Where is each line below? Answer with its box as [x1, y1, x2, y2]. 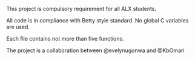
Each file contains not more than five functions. [6, 35, 124, 42]
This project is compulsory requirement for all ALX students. [6, 5, 156, 12]
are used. [6, 24, 30, 30]
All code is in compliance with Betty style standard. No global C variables [6, 17, 189, 24]
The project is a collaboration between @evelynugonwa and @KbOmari [6, 47, 185, 54]
